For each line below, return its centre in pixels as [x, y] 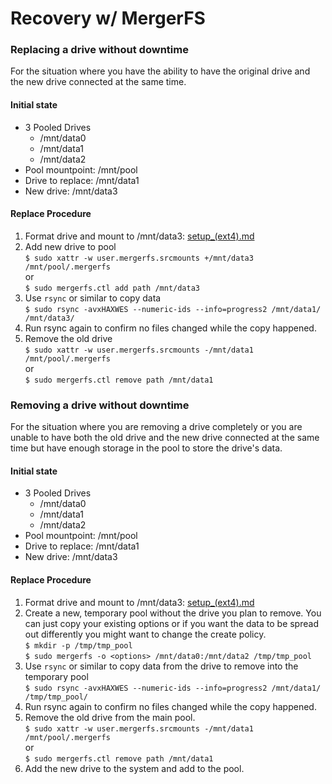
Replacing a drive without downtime [99, 50]
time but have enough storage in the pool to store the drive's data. [146, 448]
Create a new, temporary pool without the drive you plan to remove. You [173, 613]
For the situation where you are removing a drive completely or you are [156, 427]
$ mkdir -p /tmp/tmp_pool [78, 645]
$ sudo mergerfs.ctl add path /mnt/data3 [112, 288]
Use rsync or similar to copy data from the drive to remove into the [161, 666]
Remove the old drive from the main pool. [110, 717]
